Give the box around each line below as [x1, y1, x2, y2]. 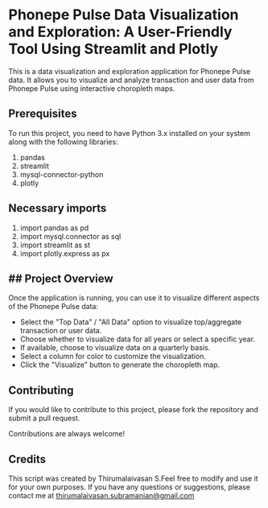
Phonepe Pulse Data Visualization [8, 6, 239, 24]
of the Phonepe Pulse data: [8, 302, 99, 312]
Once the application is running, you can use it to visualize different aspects [8, 293, 260, 303]
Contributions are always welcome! [8, 429, 126, 439]
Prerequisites [8, 107, 77, 121]
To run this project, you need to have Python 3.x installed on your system [8, 128, 251, 138]
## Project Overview [8, 271, 114, 285]
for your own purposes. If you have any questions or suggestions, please [8, 482, 251, 492]
